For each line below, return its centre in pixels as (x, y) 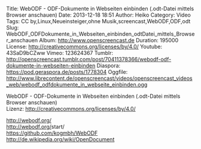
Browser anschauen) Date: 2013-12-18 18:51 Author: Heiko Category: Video (99, 15)
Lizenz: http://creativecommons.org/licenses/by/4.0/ (71, 109)
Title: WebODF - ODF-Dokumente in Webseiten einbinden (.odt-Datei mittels (100, 9)
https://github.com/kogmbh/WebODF (52, 133)
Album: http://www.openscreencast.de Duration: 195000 (109, 40)
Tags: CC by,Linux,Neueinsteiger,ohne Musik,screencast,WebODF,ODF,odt (98, 21)
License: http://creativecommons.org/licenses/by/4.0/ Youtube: (84, 46)
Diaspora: (109, 66)
